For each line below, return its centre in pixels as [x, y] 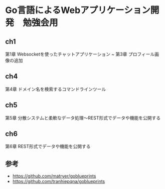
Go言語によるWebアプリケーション [78, 10]
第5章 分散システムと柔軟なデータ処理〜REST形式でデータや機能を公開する [83, 117]
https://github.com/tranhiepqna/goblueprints [59, 181]
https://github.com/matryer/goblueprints [54, 176]
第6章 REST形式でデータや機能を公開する [48, 146]
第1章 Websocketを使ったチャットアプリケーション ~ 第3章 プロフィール [80, 54]
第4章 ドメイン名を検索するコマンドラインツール [56, 89]
